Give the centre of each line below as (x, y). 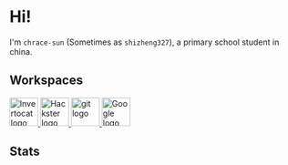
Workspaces (46, 81)
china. (21, 51)
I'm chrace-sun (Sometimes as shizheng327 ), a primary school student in (144, 42)
